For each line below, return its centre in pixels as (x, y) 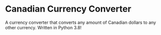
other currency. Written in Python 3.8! (43, 27)
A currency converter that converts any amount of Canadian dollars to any (81, 22)
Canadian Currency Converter (68, 9)
